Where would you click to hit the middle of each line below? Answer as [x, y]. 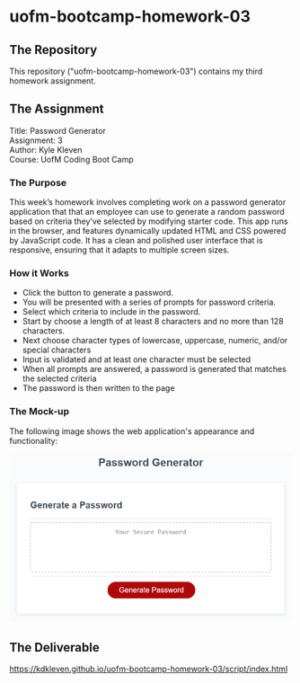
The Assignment [57, 109]
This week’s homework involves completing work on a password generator [148, 202]
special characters [57, 350]
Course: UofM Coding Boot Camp [72, 159]
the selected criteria [59, 378]
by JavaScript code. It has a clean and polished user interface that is [136, 241]
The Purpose [38, 182]
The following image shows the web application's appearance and [132, 431]
